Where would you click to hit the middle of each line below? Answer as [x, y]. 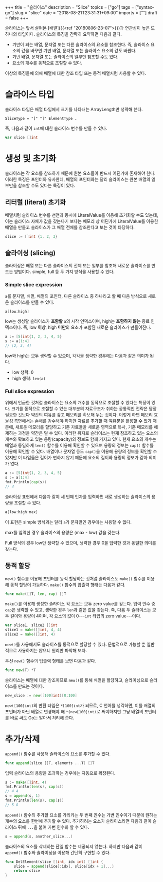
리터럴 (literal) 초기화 [36, 202]
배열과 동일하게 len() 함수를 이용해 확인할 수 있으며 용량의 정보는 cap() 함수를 [80, 445]
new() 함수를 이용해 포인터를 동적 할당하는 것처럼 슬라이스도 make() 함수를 [75, 578]
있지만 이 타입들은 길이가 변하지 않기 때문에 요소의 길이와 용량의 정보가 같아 [76, 458]
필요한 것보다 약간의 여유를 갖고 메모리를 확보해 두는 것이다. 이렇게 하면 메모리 [79, 415]
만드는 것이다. [31, 686]
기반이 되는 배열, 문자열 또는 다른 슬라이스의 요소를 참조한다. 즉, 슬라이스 [81, 45]
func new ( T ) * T [20, 670]
